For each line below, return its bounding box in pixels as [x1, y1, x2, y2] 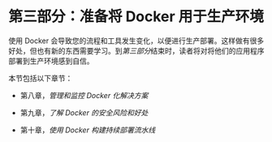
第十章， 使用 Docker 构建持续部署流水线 [19, 125, 156, 135]
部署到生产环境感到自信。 [8, 56, 94, 66]
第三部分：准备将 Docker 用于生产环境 [8, 7, 264, 26]
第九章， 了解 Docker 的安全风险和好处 [19, 107, 149, 118]
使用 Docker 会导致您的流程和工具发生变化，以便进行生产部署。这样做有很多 [8, 36, 265, 45]
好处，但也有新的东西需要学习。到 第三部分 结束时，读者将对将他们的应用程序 [8, 45, 265, 55]
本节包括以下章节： [8, 73, 73, 83]
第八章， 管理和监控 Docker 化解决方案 [19, 90, 149, 100]
